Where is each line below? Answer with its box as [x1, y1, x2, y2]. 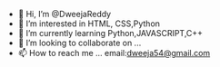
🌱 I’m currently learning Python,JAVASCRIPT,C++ [17, 28, 203, 38]
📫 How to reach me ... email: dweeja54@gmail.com [17, 48, 211, 58]
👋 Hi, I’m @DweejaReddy [17, 9, 112, 19]
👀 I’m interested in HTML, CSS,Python [17, 18, 161, 29]
